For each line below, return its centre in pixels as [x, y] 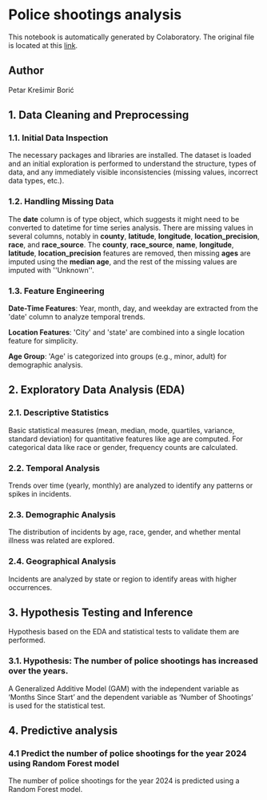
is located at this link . [43, 45]
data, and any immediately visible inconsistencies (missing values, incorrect [133, 172]
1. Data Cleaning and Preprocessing [99, 115]
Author [26, 71]
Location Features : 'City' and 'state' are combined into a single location [127, 332]
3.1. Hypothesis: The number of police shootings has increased [133, 661]
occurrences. [30, 587]
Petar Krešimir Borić [41, 90]
